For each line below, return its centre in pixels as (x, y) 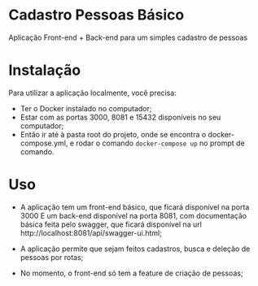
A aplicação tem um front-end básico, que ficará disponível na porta (135, 207)
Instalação (45, 70)
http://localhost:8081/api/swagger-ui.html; (91, 232)
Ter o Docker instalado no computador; (86, 108)
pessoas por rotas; (52, 257)
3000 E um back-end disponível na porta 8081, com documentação (133, 215)
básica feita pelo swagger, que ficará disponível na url (111, 224)
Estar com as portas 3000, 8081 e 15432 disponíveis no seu (120, 117)
